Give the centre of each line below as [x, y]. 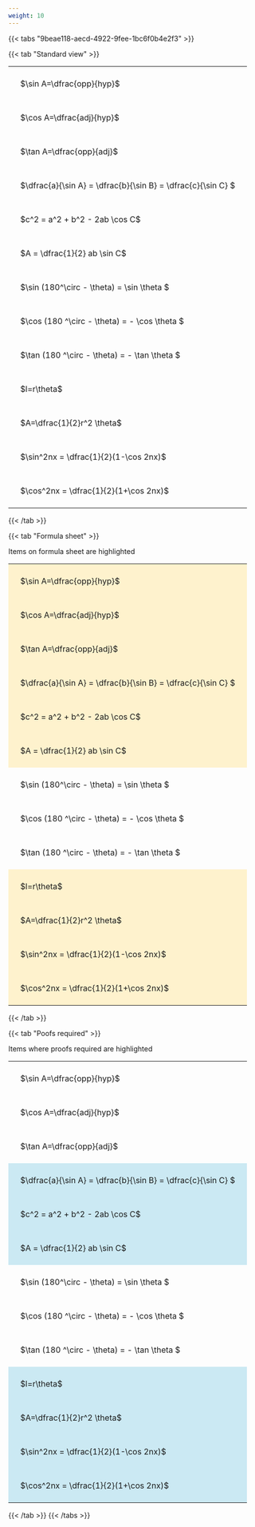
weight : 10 [26, 16]
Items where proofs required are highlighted [80, 1048]
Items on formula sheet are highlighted [72, 551]
